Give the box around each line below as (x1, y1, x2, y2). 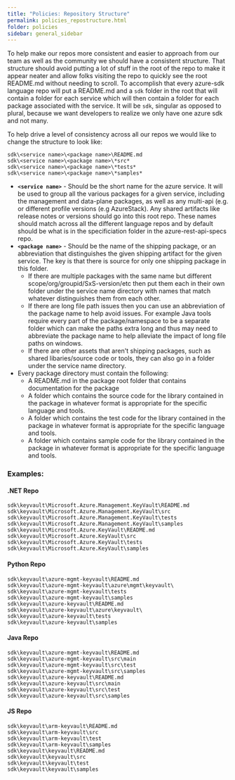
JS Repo (7, 707, 32, 715)
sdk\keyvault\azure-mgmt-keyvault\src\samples (7, 667, 146, 674)
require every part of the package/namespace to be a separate (27, 317, 210, 325)
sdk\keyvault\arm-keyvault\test (7, 735, 102, 742)
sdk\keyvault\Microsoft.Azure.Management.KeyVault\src (7, 508, 171, 515)
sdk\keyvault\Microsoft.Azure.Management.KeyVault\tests (7, 515, 177, 522)
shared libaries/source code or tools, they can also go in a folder (27, 354, 215, 363)
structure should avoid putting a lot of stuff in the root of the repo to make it (7, 64, 226, 73)
